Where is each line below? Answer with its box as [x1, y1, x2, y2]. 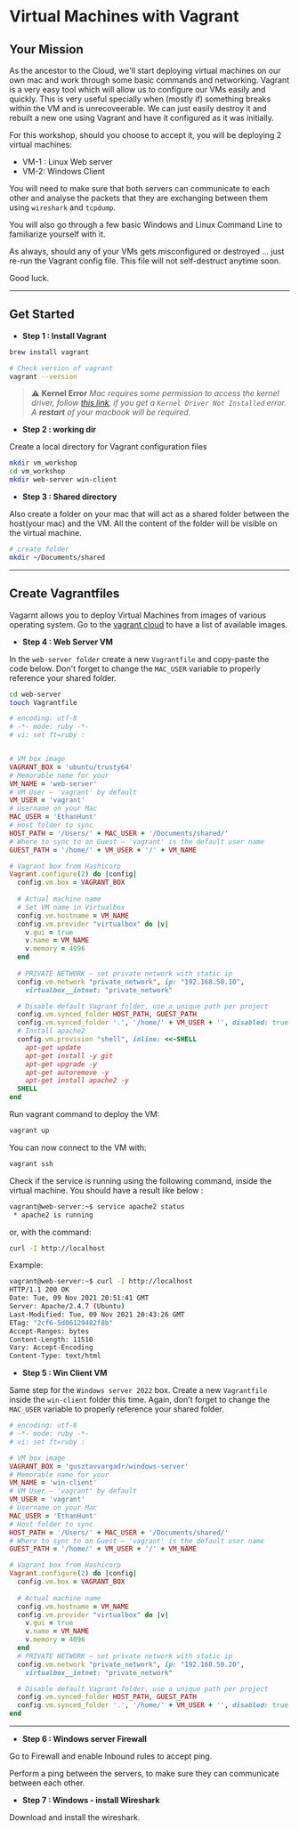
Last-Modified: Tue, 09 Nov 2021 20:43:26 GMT [9, 1310, 185, 1319]
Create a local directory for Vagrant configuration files [9, 441, 207, 452]
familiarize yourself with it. [9, 229, 106, 239]
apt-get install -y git [25, 1051, 114, 1060]
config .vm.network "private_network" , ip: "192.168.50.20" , [17, 1660, 245, 1669]
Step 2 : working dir [21, 425, 96, 435]
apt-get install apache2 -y [25, 1076, 129, 1085]
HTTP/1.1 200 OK [9, 1285, 69, 1294]
